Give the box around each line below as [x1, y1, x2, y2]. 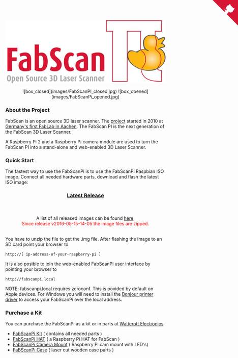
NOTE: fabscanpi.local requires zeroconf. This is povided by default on [5, 286, 154, 292]
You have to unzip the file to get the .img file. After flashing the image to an [5, 236, 162, 242]
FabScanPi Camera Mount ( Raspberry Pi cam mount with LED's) [12, 342, 148, 348]
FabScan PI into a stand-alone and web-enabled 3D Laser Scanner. [5, 144, 146, 150]
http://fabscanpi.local [5, 276, 56, 282]
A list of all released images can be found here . [36, 215, 135, 221]
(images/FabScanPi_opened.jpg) [51, 93, 120, 99]
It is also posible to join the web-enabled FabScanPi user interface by [5, 261, 151, 267]
